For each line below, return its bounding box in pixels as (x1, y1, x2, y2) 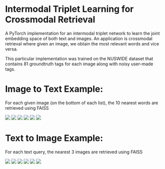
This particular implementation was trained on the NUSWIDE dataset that (5, 55, 153, 61)
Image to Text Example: (5, 84, 103, 95)
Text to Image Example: (5, 132, 103, 144)
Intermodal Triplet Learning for (5, 3, 134, 15)
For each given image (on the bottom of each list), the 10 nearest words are (5, 100, 159, 106)
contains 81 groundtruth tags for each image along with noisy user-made (5, 61, 154, 67)
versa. (5, 46, 18, 52)
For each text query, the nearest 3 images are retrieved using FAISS (5, 149, 143, 155)
